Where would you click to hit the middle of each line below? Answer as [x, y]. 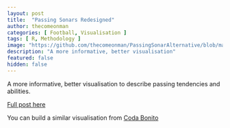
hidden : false [27, 64]
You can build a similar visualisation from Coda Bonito [83, 118]
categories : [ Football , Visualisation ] [67, 33]
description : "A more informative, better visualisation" [91, 52]
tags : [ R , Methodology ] [44, 39]
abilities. [19, 91]
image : [16, 45]
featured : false [30, 58]
